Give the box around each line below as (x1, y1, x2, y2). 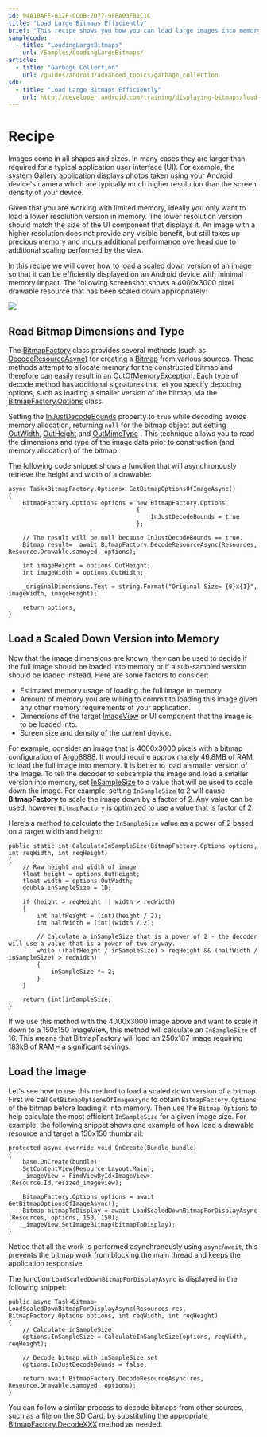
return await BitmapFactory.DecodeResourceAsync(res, (22, 1374, 204, 1383)
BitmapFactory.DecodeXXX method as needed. (8, 1419, 163, 1429)
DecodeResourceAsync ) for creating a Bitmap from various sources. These (8, 354, 254, 363)
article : (8, 57, 37, 65)
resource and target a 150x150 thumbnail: (8, 1129, 144, 1138)
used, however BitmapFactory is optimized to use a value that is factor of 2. (8, 803, 254, 812)
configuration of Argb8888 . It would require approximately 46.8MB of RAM (8, 752, 253, 761)
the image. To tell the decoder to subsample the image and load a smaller (8, 768, 249, 778)
